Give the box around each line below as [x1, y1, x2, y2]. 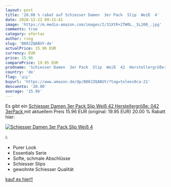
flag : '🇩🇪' [5, 74, 31, 80]
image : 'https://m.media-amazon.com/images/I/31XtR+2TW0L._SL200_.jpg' [5, 22, 162, 27]
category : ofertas [5, 31, 45, 36]
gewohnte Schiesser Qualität [12, 166, 74, 172]
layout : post [5, 7, 33, 13]
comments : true [5, 27, 38, 32]
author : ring [5, 36, 33, 42]
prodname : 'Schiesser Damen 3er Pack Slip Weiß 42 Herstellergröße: [5, 65, 167, 70]
